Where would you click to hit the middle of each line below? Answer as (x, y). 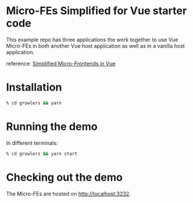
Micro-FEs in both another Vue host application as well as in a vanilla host (96, 46)
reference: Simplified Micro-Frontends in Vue (61, 64)
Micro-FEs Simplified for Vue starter (96, 11)
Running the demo (52, 126)
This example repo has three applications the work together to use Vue (92, 39)
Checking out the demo (64, 177)
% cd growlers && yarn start (42, 154)
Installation (34, 87)
